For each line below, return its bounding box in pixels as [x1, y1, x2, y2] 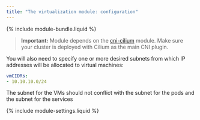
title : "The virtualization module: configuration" [6, 8, 138, 15]
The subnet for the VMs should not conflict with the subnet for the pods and [6, 89, 195, 97]
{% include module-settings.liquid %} [6, 107, 99, 115]
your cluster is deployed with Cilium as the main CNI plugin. [20, 43, 169, 50]
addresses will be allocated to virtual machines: [6, 61, 124, 68]
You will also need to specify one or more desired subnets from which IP [6, 55, 186, 62]
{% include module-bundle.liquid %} [6, 25, 97, 32]
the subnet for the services [6, 95, 73, 103]
